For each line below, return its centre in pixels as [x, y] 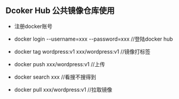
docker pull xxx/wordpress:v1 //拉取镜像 [63, 89]
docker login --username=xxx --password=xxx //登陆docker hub [93, 39]
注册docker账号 [33, 26]
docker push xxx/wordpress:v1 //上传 [59, 64]
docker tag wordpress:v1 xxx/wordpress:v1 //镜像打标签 [82, 51]
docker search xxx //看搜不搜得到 [55, 77]
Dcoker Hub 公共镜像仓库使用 [60, 11]
